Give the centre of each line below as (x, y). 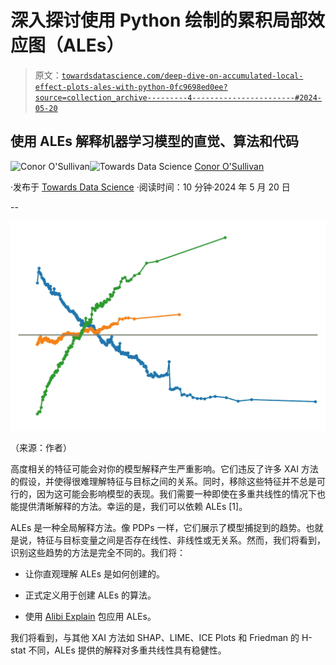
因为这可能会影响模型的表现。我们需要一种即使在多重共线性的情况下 (176, 494)
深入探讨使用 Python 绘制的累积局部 (159, 20)
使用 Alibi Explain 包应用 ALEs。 (90, 617)
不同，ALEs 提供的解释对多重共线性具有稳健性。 (127, 650)
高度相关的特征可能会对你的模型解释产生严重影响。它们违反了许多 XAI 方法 (164, 469)
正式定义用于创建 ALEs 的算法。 (90, 595)
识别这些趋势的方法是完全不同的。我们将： (98, 553)
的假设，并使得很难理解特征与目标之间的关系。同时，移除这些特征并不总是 (163, 482)
